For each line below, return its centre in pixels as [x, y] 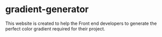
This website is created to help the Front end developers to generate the [81, 23]
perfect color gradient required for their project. [55, 28]
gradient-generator [47, 9]
